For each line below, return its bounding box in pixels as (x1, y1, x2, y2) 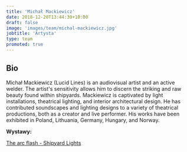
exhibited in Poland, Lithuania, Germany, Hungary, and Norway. (6, 116, 160, 124)
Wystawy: (6, 128, 32, 135)
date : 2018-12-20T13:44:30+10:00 (6, 14, 88, 20)
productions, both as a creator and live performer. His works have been (6, 110, 180, 117)
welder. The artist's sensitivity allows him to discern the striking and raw (6, 85, 182, 92)
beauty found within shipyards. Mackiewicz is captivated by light (6, 91, 163, 98)
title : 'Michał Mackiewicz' (6, 8, 76, 15)
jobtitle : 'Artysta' (6, 31, 57, 37)
